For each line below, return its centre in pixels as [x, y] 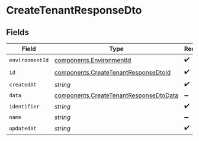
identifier [24, 106]
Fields [18, 32]
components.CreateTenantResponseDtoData [116, 95]
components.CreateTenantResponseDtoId [112, 72]
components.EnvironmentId [93, 60]
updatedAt [23, 128]
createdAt [23, 84]
